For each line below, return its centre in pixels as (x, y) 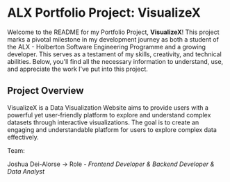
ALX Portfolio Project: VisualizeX (104, 13)
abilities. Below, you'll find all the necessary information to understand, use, (115, 61)
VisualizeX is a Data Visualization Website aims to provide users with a (108, 107)
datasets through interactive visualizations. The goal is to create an (103, 122)
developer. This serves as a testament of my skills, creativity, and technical (115, 54)
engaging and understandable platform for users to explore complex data (112, 129)
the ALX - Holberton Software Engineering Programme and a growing (107, 47)
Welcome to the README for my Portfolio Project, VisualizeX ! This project (113, 32)
